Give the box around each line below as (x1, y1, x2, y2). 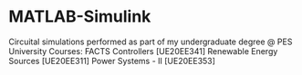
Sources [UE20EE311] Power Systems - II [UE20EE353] (8, 55, 216, 66)
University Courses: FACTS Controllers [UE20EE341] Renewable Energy (8, 45, 278, 56)
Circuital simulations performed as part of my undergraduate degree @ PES (8, 36, 293, 47)
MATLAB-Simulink (8, 6, 151, 27)
